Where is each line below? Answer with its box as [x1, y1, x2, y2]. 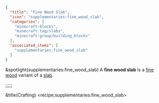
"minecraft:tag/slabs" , [14, 29, 65, 34]
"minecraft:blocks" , [14, 24, 58, 29]
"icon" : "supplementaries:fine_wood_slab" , [10, 14, 104, 19]
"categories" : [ [10, 19, 44, 24]
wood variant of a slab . [5, 72, 54, 78]
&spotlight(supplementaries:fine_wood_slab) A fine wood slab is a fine [5, 67, 154, 73]
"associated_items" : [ [10, 43, 58, 48]
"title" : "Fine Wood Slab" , [10, 9, 70, 15]
